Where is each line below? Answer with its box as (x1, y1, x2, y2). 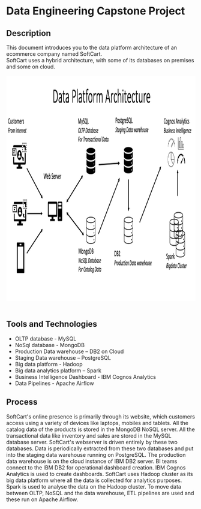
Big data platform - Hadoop (14, 360, 83, 368)
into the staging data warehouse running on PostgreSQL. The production (6, 451, 186, 458)
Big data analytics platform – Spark (14, 367, 102, 374)
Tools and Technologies (6, 319, 98, 329)
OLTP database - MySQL (14, 335, 77, 342)
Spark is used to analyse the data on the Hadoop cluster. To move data (6, 483, 182, 490)
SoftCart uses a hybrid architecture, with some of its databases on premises (6, 57, 194, 64)
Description (6, 28, 51, 38)
